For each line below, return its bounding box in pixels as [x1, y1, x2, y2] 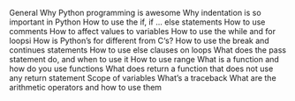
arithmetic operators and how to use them [9, 83, 162, 92]
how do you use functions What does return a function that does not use [9, 63, 274, 74]
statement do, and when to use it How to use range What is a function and [9, 54, 280, 64]
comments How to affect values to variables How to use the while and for [9, 26, 276, 36]
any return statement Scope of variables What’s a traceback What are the [9, 73, 276, 83]
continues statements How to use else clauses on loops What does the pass [9, 45, 287, 55]
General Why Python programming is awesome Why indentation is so [9, 8, 262, 18]
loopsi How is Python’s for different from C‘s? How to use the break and [9, 35, 269, 46]
